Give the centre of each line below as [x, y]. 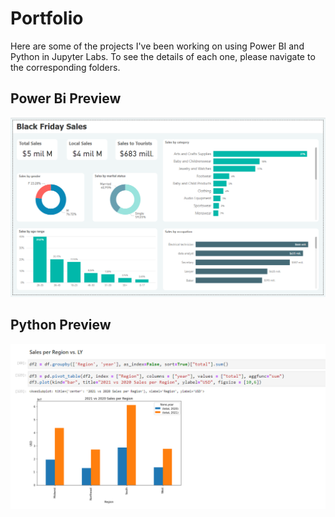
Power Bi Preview [66, 98]
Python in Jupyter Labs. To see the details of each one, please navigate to [163, 56]
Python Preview [61, 325]
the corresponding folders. [65, 67]
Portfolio [47, 18]
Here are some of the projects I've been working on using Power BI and [157, 46]
